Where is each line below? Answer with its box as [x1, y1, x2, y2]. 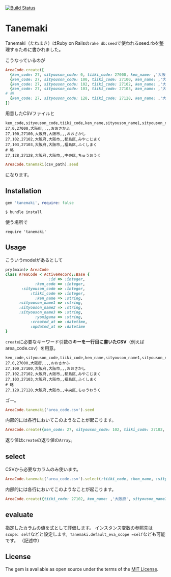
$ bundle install [5, 209, 42, 215]
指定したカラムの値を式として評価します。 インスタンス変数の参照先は [5, 525, 153, 531]
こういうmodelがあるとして [5, 257, 63, 263]
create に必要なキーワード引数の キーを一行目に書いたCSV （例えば [5, 338, 145, 344]
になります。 [5, 171, 32, 178]
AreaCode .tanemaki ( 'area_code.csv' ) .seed [5, 407, 95, 412]
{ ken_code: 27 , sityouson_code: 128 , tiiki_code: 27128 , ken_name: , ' [10, 96, 163, 101]
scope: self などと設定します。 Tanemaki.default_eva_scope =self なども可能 [5, 531, 165, 537]
